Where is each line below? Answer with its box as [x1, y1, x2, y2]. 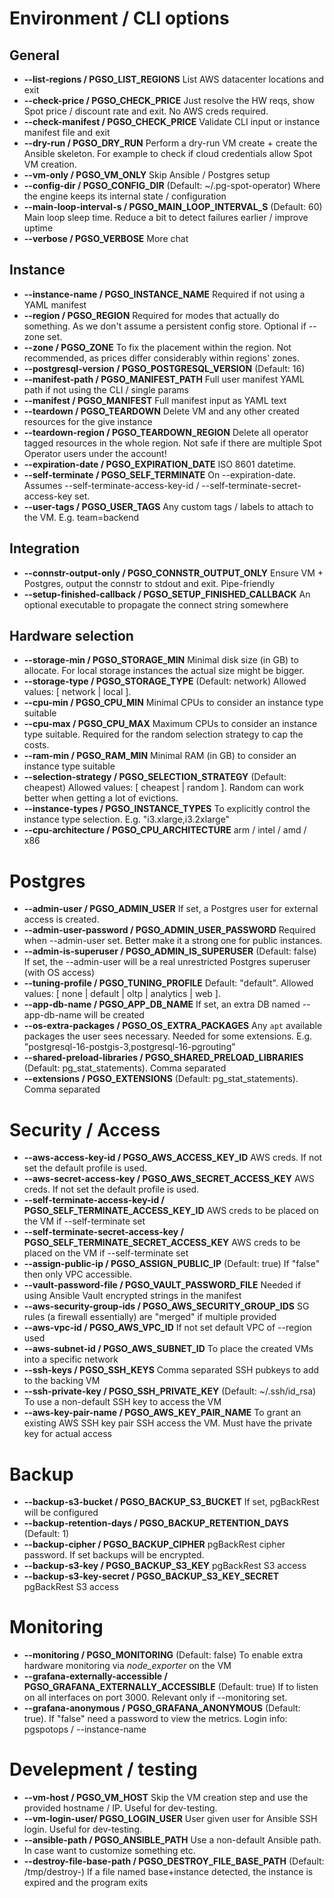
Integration [9, 540, 81, 557]
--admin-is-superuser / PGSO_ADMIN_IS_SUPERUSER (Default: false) [23, 945, 317, 957]
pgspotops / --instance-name [23, 1723, 147, 1736]
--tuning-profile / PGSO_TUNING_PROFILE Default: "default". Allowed [23, 977, 314, 989]
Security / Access [9, 1118, 161, 1141]
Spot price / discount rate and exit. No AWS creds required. [23, 105, 269, 117]
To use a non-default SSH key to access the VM [23, 1396, 222, 1408]
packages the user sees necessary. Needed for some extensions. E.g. [23, 1030, 313, 1042]
